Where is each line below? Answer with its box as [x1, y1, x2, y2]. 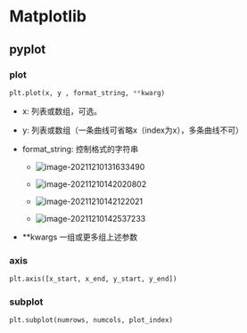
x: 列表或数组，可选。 [21, 105, 103, 117]
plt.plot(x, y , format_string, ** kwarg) [9, 88, 166, 97]
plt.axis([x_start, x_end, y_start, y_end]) [9, 274, 177, 284]
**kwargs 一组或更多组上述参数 [21, 231, 138, 242]
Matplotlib [9, 6, 87, 27]
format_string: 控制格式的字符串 [21, 143, 139, 154]
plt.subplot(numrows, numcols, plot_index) [9, 316, 174, 325]
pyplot [9, 42, 46, 57]
